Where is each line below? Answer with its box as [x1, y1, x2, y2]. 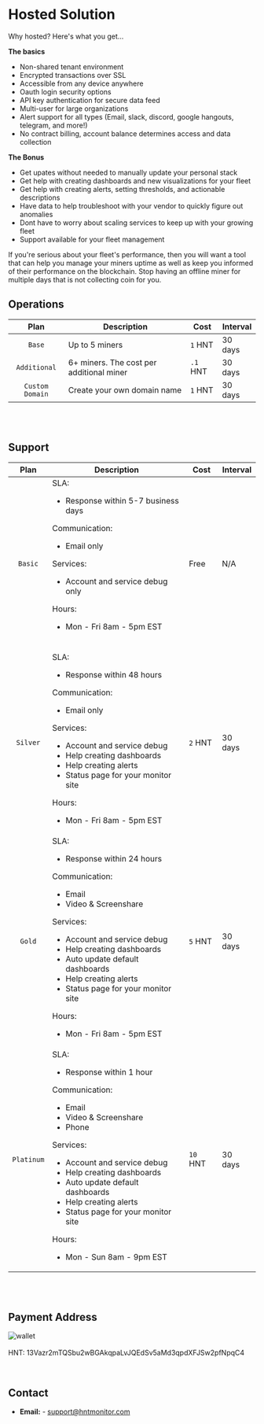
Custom [24, 382, 49, 390]
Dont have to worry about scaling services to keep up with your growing [19, 218, 254, 227]
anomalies [19, 209, 53, 219]
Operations [8, 297, 64, 312]
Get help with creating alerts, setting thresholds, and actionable [19, 184, 225, 194]
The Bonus [8, 152, 45, 162]
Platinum [12, 1155, 45, 1164]
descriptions [19, 193, 60, 202]
